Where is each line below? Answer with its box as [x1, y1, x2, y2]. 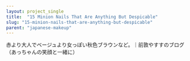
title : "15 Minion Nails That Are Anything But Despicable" [6, 14, 158, 20]
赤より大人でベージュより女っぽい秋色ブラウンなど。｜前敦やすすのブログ [6, 41, 185, 48]
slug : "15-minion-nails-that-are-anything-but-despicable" [6, 19, 153, 25]
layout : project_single [6, 8, 64, 15]
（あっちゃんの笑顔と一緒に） [6, 49, 78, 56]
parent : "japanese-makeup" [6, 24, 72, 31]
